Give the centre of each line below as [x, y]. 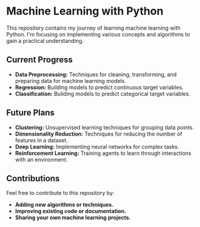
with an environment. [41, 159]
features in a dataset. [41, 140]
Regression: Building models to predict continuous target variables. [99, 87]
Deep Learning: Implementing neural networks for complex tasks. [97, 146]
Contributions [33, 178]
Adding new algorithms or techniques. [64, 205]
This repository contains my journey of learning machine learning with [94, 28]
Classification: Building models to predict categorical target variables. [102, 94]
